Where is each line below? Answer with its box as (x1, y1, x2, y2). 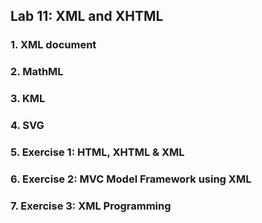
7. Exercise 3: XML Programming (10, 199, 172, 213)
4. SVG (10, 119, 45, 133)
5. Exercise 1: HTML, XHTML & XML (10, 145, 185, 159)
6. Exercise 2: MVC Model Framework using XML (10, 172, 252, 186)
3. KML (10, 92, 46, 106)
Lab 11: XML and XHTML (10, 8, 164, 25)
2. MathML (10, 65, 64, 79)
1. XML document (10, 38, 97, 52)
